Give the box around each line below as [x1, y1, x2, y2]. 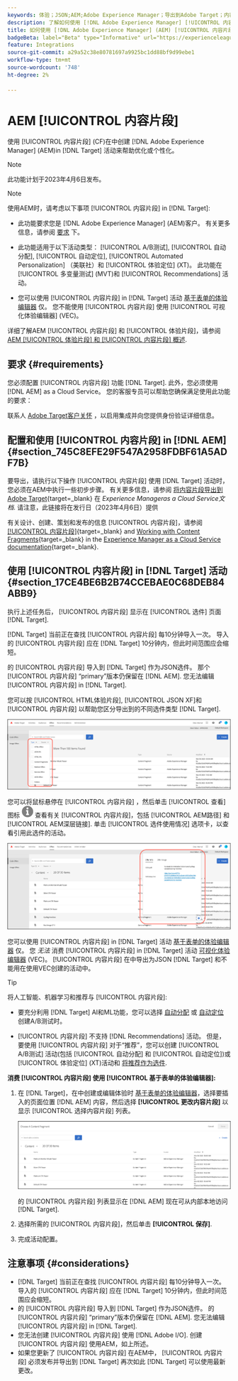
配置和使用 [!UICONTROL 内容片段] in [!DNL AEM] [7, 434, 227, 446]
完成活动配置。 [17, 1235, 62, 1243]
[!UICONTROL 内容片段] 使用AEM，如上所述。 [17, 1340, 152, 1348]
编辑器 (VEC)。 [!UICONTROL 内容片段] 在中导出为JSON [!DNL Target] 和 [7, 955, 221, 964]
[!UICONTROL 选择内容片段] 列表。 [31, 1107, 135, 1115]
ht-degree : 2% [7, 71, 50, 78]
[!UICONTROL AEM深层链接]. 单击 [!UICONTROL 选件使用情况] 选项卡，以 [7, 820, 223, 828]
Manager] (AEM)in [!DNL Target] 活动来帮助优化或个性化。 [7, 146, 178, 155]
